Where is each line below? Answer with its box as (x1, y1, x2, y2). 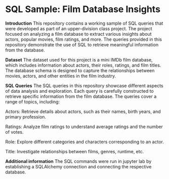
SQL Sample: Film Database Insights (5, 4, 161, 15)
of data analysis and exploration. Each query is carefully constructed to (5, 88, 154, 94)
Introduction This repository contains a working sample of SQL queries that (5, 20, 163, 26)
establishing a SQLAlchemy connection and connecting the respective (5, 163, 152, 169)
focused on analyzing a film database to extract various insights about (5, 31, 152, 37)
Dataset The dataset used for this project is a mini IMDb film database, (5, 56, 153, 63)
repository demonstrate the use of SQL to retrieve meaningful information (5, 41, 158, 47)
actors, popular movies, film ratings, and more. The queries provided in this (5, 36, 162, 42)
